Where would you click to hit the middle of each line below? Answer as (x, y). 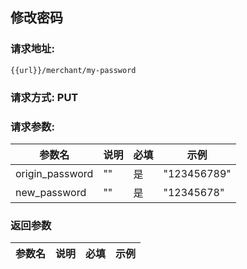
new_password (51, 192)
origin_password (54, 173)
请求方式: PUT (44, 97)
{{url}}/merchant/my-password (73, 70)
